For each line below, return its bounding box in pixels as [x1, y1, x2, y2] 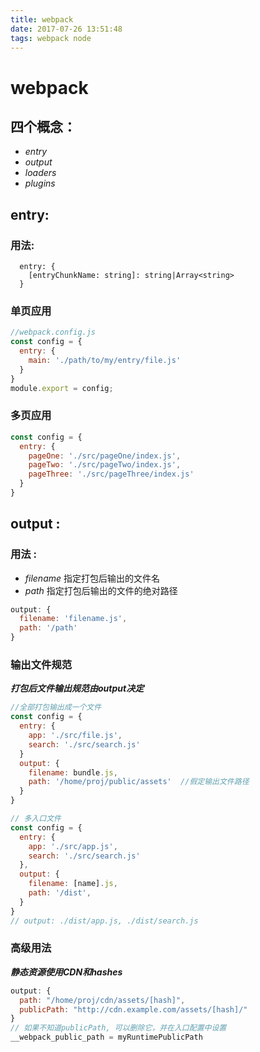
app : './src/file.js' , [28, 731, 123, 741]
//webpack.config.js [10, 327, 97, 338]
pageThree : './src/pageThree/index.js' [28, 469, 195, 480]
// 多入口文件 [10, 814, 62, 824]
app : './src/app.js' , [28, 841, 118, 851]
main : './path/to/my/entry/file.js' [28, 355, 182, 365]
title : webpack [10, 14, 74, 25]
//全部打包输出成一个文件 [10, 702, 102, 713]
